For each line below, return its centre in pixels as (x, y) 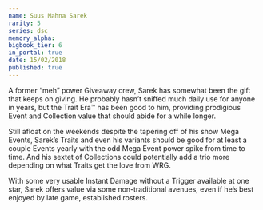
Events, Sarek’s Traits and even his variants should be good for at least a (128, 140)
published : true (35, 68)
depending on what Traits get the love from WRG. (90, 165)
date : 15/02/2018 (37, 61)
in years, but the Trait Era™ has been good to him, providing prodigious (125, 107)
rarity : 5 (25, 23)
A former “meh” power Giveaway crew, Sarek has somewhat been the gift (130, 90)
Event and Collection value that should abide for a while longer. (112, 116)
